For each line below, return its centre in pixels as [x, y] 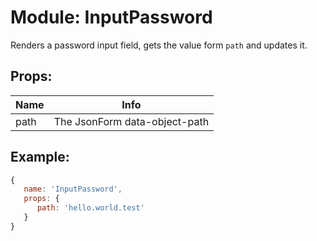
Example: [40, 157]
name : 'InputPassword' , [73, 189]
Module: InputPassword [111, 17]
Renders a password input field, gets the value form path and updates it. [159, 45]
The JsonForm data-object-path [131, 121]
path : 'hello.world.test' [90, 208]
